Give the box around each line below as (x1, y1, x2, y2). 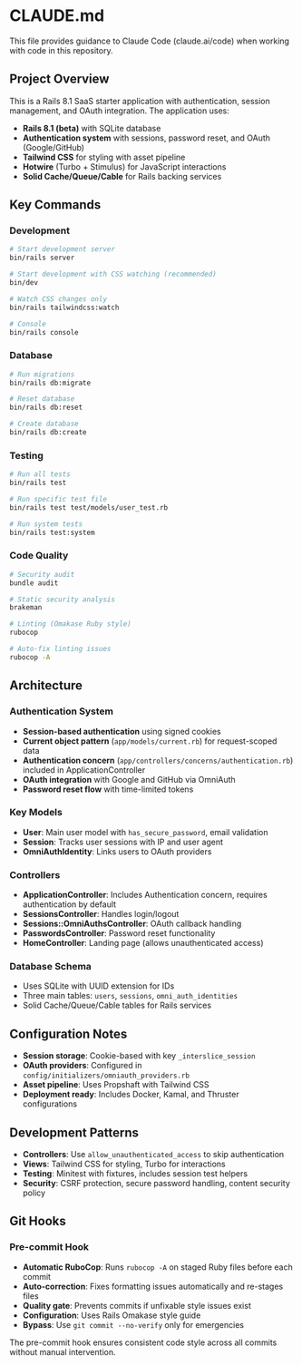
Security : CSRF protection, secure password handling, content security (22, 1178, 290, 1189)
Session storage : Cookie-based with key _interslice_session (22, 1050, 256, 1061)
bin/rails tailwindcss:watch (9, 303, 120, 312)
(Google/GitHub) (22, 141, 84, 152)
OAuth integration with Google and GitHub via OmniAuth (22, 774, 236, 785)
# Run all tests (9, 470, 71, 479)
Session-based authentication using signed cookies (22, 726, 221, 736)
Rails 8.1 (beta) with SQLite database (22, 122, 161, 133)
